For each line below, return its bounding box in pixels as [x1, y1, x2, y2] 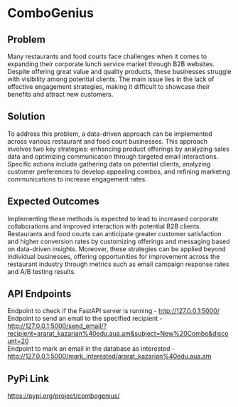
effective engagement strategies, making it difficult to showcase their [7, 83, 210, 90]
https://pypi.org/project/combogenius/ [7, 391, 120, 400]
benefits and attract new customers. [7, 90, 114, 98]
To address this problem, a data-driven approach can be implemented [7, 129, 212, 138]
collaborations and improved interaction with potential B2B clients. [7, 222, 201, 231]
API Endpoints [7, 288, 72, 300]
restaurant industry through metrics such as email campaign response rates [7, 260, 229, 268]
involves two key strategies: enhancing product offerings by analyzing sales [7, 144, 229, 153]
